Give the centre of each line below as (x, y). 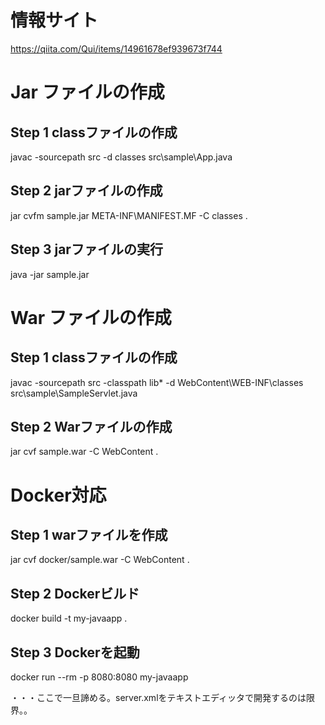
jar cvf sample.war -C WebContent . (84, 452)
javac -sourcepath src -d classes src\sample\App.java (121, 157)
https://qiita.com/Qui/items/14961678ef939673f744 (116, 48)
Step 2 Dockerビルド (75, 593)
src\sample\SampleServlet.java (74, 393)
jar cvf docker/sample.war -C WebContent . (100, 560)
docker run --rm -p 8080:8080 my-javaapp (99, 677)
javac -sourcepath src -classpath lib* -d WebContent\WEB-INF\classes (157, 382)
